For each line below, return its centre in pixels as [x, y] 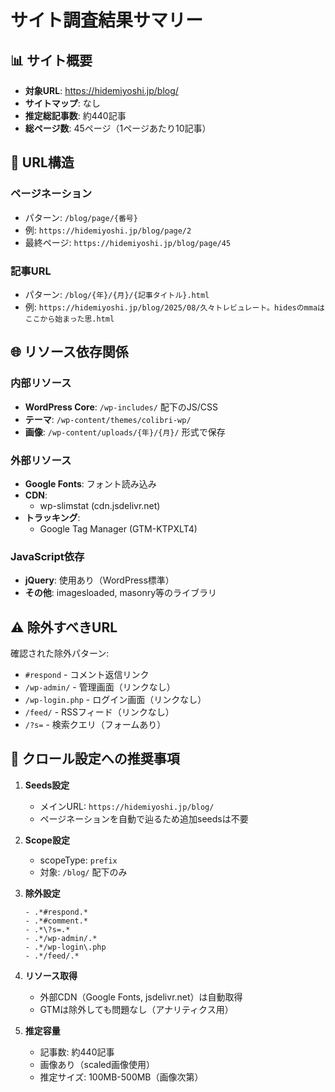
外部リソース [41, 460]
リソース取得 [51, 975]
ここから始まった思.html [69, 319]
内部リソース [41, 383]
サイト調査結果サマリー [107, 20]
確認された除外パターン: [60, 653]
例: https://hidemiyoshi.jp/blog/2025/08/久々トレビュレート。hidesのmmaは [174, 307]
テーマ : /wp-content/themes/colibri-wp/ [108, 419]
